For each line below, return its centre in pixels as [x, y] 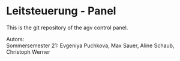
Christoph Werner [28, 51]
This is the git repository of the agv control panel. [67, 28]
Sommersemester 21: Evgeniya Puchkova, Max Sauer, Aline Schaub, [90, 45]
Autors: [15, 39]
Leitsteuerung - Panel [61, 11]
